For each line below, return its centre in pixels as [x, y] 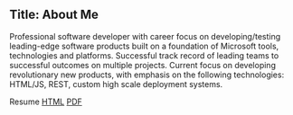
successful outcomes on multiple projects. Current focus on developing [142, 65]
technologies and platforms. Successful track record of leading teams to [144, 55]
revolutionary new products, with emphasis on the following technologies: [147, 75]
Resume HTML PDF [46, 102]
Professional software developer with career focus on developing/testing [145, 36]
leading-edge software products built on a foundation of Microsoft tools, [144, 46]
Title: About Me [54, 15]
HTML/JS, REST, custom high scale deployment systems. [116, 84]
